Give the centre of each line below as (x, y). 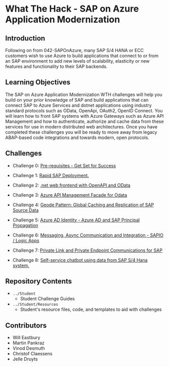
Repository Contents (39, 281)
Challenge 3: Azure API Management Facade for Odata (70, 195)
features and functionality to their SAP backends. (56, 66)
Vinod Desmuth (29, 348)
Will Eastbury (26, 338)
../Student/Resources (35, 305)
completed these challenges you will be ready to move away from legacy (81, 132)
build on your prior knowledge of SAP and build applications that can (77, 100)
